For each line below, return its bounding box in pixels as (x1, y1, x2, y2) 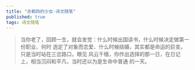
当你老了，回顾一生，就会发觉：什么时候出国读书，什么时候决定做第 (20, 36, 184, 43)
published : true (6, 14, 46, 20)
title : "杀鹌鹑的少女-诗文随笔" (6, 8, 76, 15)
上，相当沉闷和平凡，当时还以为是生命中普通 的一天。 (20, 58, 150, 65)
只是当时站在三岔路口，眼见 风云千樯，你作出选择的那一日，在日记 (20, 51, 181, 58)
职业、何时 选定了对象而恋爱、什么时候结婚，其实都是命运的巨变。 (25, 43, 186, 50)
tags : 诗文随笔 (6, 19, 40, 25)
